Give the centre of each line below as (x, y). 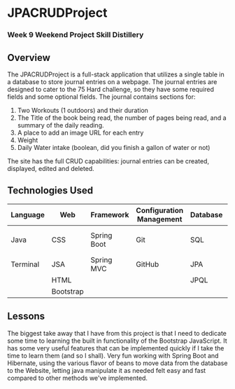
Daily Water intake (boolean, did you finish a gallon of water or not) (114, 147)
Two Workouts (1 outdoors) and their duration (83, 110)
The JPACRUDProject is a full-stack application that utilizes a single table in (116, 74)
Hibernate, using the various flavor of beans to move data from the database (117, 363)
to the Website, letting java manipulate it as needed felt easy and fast (107, 370)
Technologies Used (50, 191)
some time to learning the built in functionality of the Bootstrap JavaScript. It (117, 341)
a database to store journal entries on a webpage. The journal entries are (112, 81)
